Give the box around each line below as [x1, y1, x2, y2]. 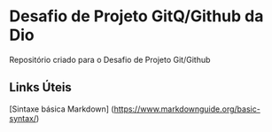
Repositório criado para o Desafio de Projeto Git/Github [9, 54, 211, 65]
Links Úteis [9, 80, 73, 95]
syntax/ [9, 113, 37, 123]
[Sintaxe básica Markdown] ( [9, 104, 114, 114]
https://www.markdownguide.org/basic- [113, 104, 261, 114]
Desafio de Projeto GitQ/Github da [9, 6, 264, 27]
